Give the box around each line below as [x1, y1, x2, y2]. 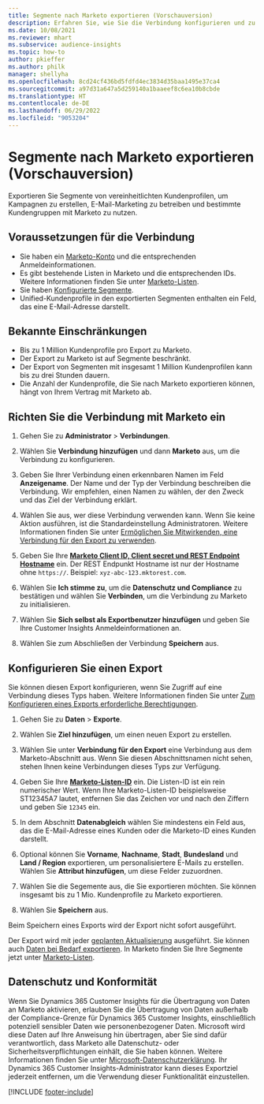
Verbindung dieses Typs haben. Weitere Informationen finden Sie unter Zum [8, 691, 255, 700]
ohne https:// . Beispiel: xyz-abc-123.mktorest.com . [19, 568, 187, 577]
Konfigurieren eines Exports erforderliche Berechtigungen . [8, 699, 199, 709]
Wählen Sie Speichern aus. [19, 905, 109, 915]
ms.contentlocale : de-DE [8, 99, 90, 107]
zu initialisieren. [19, 600, 71, 610]
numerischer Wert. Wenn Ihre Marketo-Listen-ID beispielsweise [19, 785, 227, 795]
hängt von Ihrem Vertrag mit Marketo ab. [19, 387, 152, 397]
